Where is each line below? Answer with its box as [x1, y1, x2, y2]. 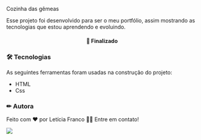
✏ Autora [6, 102, 34, 110]
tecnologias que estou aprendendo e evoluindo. [6, 24, 126, 30]
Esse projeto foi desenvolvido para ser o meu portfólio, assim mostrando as [6, 17, 196, 24]
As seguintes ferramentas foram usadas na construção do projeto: [6, 68, 172, 76]
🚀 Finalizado [86, 37, 118, 44]
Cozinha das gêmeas [6, 5, 60, 12]
